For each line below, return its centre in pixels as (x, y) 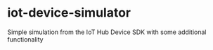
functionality (25, 39)
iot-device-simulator (69, 13)
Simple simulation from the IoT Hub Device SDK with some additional (107, 32)
